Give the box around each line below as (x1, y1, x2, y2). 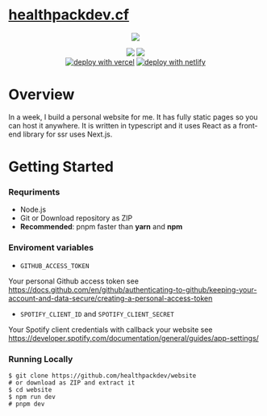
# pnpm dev (8, 400, 45, 408)
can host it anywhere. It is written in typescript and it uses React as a (8, 120, 237, 130)
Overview (8, 86, 75, 104)
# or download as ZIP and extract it (8, 378, 136, 387)
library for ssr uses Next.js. (23, 129, 113, 139)
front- (238, 120, 258, 130)
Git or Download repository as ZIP (19, 213, 133, 223)
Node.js (19, 204, 47, 215)
